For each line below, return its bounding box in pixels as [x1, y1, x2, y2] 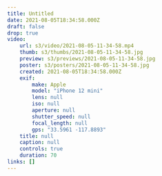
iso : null [32, 100, 60, 107]
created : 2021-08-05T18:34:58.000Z [19, 68, 122, 75]
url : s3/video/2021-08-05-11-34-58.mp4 [19, 42, 134, 49]
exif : [19, 74, 36, 82]
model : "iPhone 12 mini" [32, 87, 103, 94]
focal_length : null [32, 119, 88, 127]
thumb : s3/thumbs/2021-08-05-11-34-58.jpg [19, 49, 143, 56]
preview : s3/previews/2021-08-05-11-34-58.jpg [19, 55, 156, 62]
